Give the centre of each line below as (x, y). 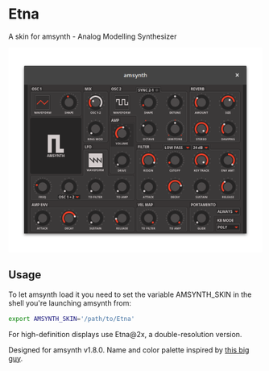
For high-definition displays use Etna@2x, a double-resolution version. (125, 334)
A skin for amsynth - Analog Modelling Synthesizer (93, 36)
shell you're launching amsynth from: (70, 302)
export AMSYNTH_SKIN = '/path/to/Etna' (72, 319)
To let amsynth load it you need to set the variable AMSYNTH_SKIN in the (130, 294)
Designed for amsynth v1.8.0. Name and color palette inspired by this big (129, 350)
